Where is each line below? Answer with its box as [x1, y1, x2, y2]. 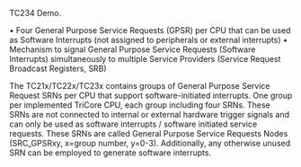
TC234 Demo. [9, 8, 61, 18]
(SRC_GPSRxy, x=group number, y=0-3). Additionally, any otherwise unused [9, 138, 291, 148]
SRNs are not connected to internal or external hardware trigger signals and [9, 110, 290, 119]
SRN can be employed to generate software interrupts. [9, 147, 212, 158]
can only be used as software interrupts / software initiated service [9, 119, 258, 129]
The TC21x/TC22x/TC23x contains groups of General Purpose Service [9, 81, 270, 91]
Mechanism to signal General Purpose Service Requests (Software [9, 44, 256, 55]
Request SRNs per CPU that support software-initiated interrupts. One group [9, 90, 293, 101]
